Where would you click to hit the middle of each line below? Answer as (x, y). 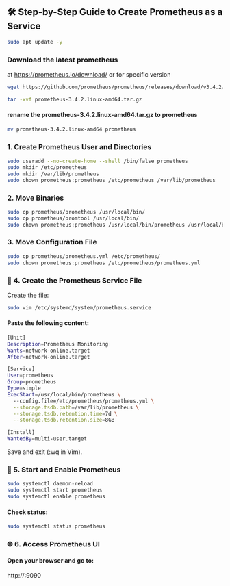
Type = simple (24, 388)
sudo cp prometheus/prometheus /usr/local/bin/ (76, 212)
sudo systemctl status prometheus (56, 526)
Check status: (27, 512)
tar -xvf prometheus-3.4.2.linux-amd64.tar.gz (75, 99)
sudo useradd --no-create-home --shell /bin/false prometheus (98, 161)
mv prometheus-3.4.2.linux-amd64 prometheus (72, 129)
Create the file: (28, 295)
